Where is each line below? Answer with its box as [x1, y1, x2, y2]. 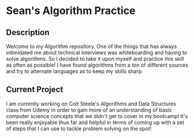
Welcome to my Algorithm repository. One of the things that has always [6, 43, 177, 50]
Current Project [6, 85, 64, 95]
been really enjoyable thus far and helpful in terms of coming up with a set [6, 119, 185, 126]
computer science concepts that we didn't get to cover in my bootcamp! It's [6, 112, 188, 119]
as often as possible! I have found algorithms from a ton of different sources [6, 61, 188, 68]
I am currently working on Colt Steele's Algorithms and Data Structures [6, 100, 177, 107]
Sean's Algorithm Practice [6, 4, 136, 18]
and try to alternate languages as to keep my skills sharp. [6, 68, 144, 74]
